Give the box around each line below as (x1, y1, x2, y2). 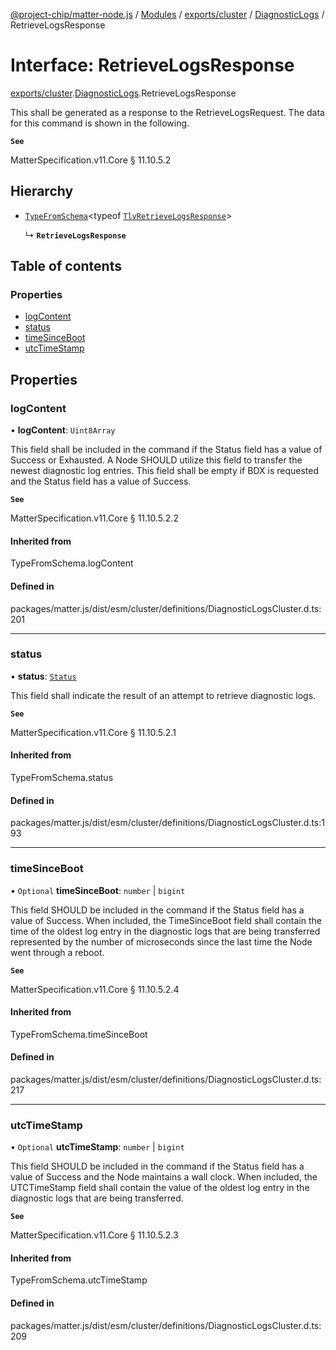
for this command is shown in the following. (10, 117, 190, 129)
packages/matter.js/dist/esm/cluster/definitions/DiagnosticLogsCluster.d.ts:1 (10, 817, 325, 829)
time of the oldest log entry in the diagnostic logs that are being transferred (10, 925, 321, 937)
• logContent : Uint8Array (10, 424, 116, 436)
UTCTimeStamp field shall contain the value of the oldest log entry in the (10, 1182, 310, 1194)
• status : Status (10, 670, 77, 682)
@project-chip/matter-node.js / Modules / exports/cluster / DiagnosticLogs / (10, 9, 325, 20)
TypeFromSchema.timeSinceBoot (10, 1028, 148, 1040)
